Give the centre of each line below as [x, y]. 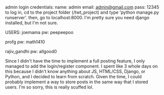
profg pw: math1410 [25, 42]
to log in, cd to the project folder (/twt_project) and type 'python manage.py [82, 12]
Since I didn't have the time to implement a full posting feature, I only [75, 61]
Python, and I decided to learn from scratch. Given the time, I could [73, 77]
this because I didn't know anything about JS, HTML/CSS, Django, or [75, 71]
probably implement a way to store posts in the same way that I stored [77, 82]
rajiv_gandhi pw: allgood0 [31, 51]
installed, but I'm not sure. [32, 23]
